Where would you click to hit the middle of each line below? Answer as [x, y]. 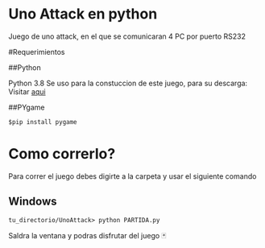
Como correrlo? [62, 154]
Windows [33, 202]
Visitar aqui [27, 91]
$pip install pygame [43, 122]
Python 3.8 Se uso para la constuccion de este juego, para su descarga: [128, 83]
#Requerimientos [37, 52]
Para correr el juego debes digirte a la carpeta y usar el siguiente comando [132, 176]
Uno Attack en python [83, 14]
